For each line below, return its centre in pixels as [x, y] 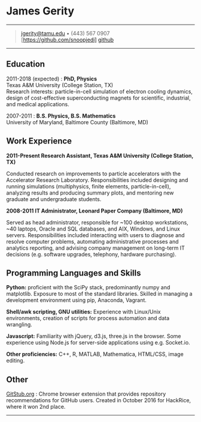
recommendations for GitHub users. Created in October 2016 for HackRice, [99, 400]
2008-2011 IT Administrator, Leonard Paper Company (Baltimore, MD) [95, 211]
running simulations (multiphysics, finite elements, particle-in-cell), [89, 186]
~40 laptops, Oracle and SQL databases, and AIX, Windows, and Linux [93, 229]
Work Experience [39, 141]
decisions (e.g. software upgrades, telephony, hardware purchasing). [91, 254]
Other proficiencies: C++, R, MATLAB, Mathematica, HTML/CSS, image [95, 354]
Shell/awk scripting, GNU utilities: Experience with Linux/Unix [83, 312]
